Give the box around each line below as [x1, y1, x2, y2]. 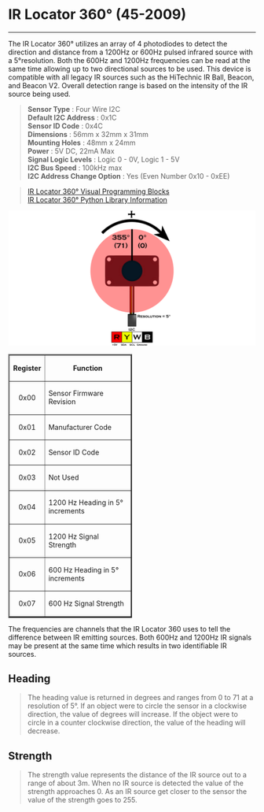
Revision [48, 397, 76, 406]
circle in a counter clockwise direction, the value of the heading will [27, 718, 246, 728]
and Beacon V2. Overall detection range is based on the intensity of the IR [8, 80, 248, 90]
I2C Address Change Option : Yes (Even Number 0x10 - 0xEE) [27, 171, 230, 180]
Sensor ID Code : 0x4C [27, 121, 104, 131]
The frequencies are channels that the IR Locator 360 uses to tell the [8, 624, 231, 633]
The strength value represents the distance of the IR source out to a [27, 770, 247, 780]
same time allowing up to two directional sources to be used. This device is [8, 64, 251, 73]
